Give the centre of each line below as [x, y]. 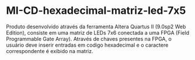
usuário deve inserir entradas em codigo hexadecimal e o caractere [87, 45]
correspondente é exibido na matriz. [50, 51]
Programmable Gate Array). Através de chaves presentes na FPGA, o [89, 39]
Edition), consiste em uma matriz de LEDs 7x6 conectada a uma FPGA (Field [98, 32]
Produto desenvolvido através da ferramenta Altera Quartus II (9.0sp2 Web [96, 27]
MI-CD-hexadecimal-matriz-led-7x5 [96, 11]
